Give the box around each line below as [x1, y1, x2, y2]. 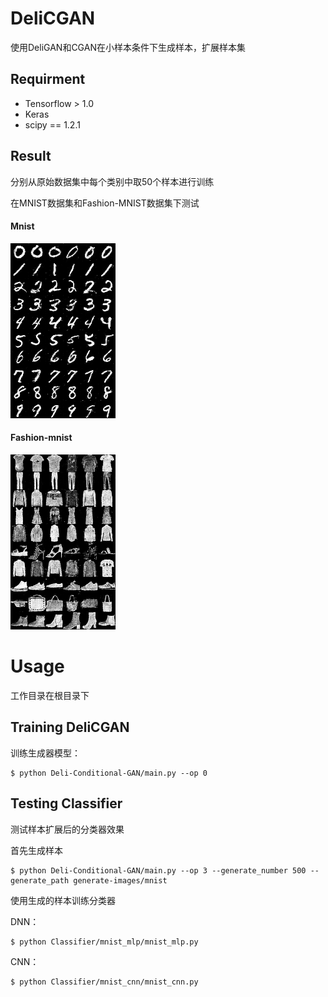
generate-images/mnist [73, 875, 168, 886]
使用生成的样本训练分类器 [10, 894, 116, 906]
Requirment [10, 71, 86, 88]
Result [10, 148, 52, 165]
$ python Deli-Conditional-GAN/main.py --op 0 [10, 768, 208, 778]
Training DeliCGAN [10, 719, 130, 736]
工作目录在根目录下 [10, 689, 90, 701]
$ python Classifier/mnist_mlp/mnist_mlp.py [10, 937, 199, 947]
